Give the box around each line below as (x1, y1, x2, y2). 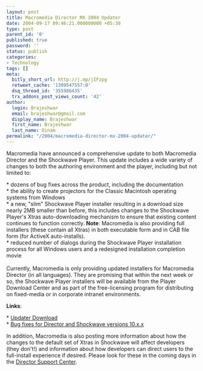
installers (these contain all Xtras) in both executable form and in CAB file (6, 226, 190, 233)
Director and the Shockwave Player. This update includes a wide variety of (6, 156, 193, 163)
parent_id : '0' (6, 32, 45, 38)
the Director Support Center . (6, 358, 78, 365)
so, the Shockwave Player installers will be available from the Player (6, 277, 176, 285)
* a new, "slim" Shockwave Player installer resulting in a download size (6, 200, 184, 207)
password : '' (6, 43, 40, 49)
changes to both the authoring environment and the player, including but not (6, 162, 198, 170)
